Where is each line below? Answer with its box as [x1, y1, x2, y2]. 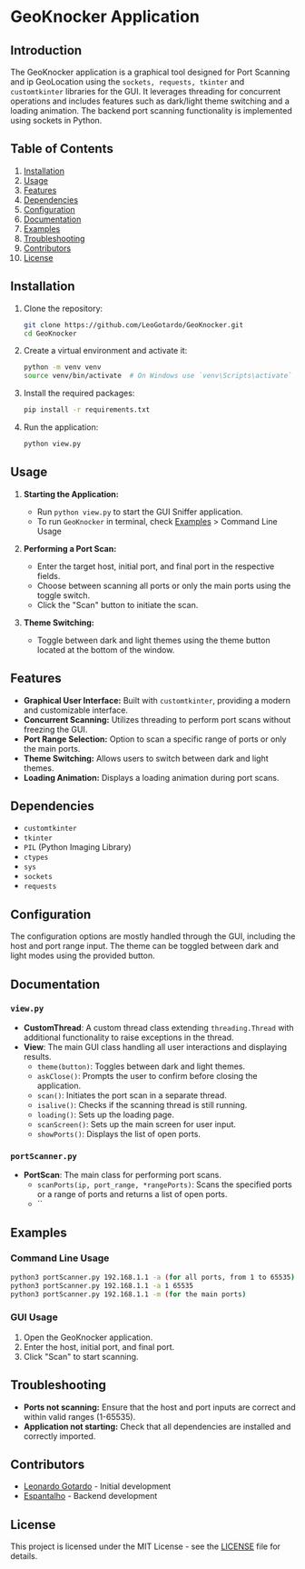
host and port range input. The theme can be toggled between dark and [10, 941, 280, 952]
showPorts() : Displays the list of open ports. [36, 1128, 201, 1139]
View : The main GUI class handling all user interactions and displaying [23, 1041, 288, 1052]
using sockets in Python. [10, 115, 103, 125]
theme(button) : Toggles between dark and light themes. [36, 1061, 246, 1072]
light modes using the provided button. [10, 950, 155, 961]
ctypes [23, 853, 49, 863]
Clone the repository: [23, 303, 103, 314]
